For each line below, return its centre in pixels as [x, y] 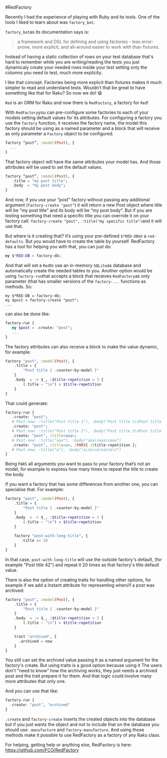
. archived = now [35, 641]
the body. [15, 475]
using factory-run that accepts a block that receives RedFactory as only [78, 276]
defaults [14, 242]
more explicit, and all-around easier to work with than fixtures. [96, 47]
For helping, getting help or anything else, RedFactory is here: [69, 745]
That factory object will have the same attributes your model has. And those [83, 162]
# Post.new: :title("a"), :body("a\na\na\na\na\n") [67, 450]
